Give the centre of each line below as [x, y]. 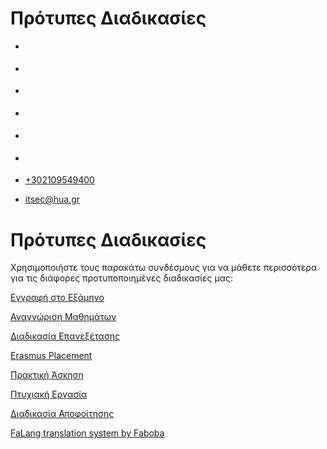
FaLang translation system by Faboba [87, 433]
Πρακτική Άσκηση [47, 375]
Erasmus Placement [51, 356]
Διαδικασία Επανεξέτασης [65, 336]
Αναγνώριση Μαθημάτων [63, 317]
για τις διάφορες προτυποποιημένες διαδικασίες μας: [122, 278]
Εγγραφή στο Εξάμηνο [57, 298]
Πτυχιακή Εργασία [49, 394]
